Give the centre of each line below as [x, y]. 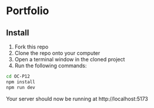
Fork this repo [31, 47]
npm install [21, 82]
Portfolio [28, 11]
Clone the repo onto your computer [57, 53]
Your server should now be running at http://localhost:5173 [77, 99]
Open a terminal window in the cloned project [70, 59]
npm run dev [21, 87]
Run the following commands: [51, 66]
